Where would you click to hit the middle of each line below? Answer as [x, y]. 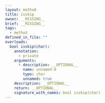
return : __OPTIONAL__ [36, 88]
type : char [34, 74]
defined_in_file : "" [26, 38]
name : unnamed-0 [40, 70]
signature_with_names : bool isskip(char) [57, 93]
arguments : [25, 60]
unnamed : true [37, 79]
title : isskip [20, 14]
